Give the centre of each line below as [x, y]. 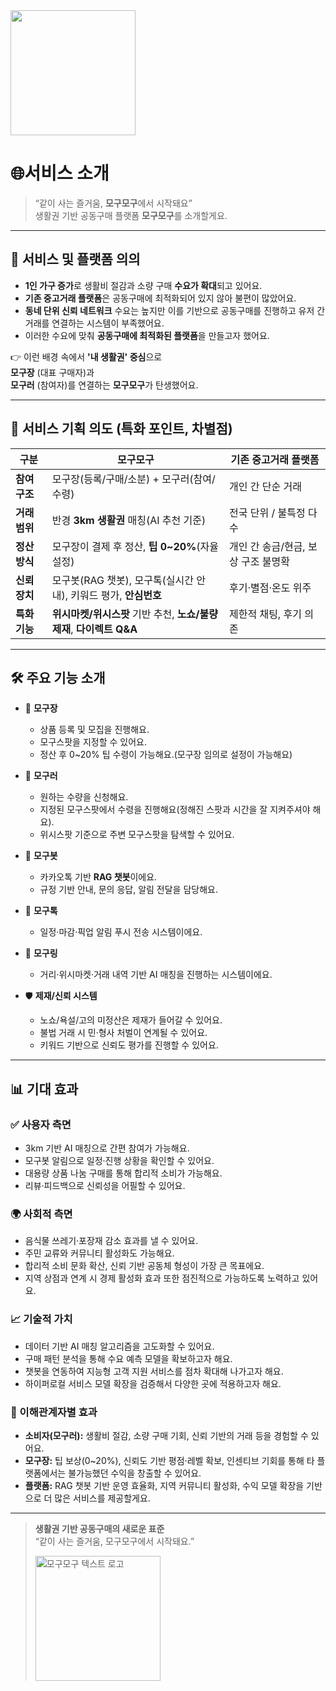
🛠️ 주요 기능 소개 [58, 677]
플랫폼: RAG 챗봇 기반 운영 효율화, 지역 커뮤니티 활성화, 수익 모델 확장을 [164, 1485]
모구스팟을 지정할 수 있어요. [93, 742]
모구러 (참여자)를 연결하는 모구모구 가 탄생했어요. [104, 385]
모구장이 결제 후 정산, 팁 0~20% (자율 [135, 546]
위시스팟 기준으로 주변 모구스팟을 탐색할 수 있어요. [137, 835]
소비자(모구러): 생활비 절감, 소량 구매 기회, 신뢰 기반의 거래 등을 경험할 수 [166, 1435]
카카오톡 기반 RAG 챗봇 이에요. [98, 877]
